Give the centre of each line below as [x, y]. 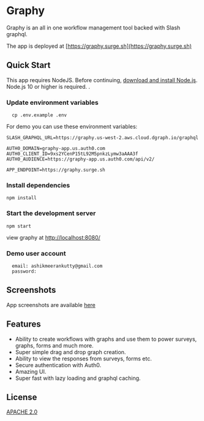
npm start [19, 226]
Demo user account [36, 253]
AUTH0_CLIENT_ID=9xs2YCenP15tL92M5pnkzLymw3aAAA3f [72, 154]
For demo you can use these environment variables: [72, 127]
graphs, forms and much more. [54, 345]
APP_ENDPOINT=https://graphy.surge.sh [56, 170]
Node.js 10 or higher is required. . [48, 86]
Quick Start [28, 65]
